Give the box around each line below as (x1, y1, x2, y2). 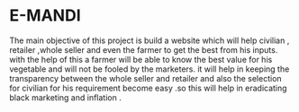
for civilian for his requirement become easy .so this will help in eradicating (9, 82, 287, 93)
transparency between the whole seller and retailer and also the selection (9, 73, 282, 83)
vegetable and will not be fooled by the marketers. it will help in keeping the (9, 64, 290, 74)
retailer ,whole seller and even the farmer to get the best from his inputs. (9, 44, 278, 55)
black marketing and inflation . (9, 91, 122, 103)
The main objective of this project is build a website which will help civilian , (9, 35, 290, 46)
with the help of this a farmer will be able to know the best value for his (9, 54, 273, 65)
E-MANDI (9, 5, 81, 26)
